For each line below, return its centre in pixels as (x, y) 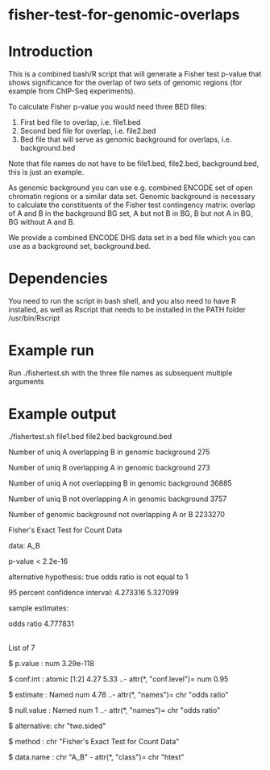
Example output (62, 414)
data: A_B (24, 545)
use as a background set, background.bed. (80, 246)
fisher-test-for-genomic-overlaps (124, 15)
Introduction (51, 52)
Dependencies (58, 279)
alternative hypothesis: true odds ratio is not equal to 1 (98, 577)
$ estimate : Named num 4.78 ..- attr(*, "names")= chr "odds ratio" (118, 694)
